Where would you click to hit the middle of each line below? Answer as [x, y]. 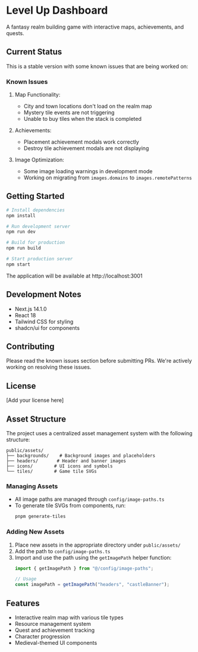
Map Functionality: [37, 95]
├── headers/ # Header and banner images [66, 461]
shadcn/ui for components [47, 327]
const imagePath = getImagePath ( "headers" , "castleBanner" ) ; [92, 585]
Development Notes [44, 294]
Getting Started [35, 196]
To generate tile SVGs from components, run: [70, 506]
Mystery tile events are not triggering [69, 113]
